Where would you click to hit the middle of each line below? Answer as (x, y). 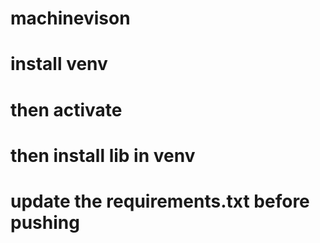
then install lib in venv (103, 155)
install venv (59, 64)
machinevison (70, 18)
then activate (66, 109)
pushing (45, 222)
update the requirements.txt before (160, 201)
